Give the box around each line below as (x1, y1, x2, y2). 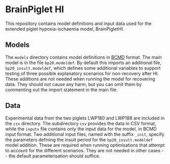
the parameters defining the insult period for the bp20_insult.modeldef (5, 136, 153, 143)
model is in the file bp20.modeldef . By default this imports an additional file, (5, 60, 161, 66)
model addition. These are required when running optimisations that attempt (5, 142, 165, 148)
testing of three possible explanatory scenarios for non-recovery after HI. (5, 70, 159, 76)
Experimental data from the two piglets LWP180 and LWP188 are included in (5, 115, 165, 121)
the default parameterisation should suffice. (8, 153, 100, 159)
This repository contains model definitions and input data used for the (5, 20, 152, 26)
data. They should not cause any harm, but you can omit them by (5, 81, 142, 87)
